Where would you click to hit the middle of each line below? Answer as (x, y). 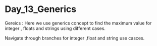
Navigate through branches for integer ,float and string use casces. (75, 38)
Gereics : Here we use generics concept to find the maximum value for (78, 23)
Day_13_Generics (41, 9)
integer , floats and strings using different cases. (55, 28)
